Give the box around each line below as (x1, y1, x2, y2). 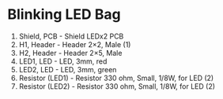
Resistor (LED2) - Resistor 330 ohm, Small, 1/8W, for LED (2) (18, 81, 215, 91)
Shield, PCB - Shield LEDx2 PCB (18, 31, 124, 41)
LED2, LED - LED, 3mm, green (18, 64, 117, 74)
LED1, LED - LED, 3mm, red (18, 57, 108, 66)
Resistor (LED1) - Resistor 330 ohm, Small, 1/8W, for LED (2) (18, 73, 214, 82)
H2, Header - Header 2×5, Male (18, 48, 123, 57)
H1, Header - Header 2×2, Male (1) (18, 39, 131, 49)
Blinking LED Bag (7, 5, 121, 24)
